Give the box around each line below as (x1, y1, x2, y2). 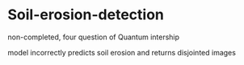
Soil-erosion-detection (7, 6, 165, 24)
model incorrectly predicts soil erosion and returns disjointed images (7, 47, 236, 57)
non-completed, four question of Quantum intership (7, 32, 179, 42)
